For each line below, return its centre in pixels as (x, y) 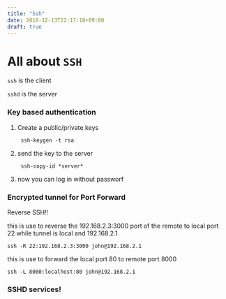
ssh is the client (29, 80)
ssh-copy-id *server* (52, 166)
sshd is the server (32, 94)
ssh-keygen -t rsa (47, 140)
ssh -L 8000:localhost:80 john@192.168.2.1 (71, 272)
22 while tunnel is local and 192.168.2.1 (62, 233)
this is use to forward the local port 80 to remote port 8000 (92, 258)
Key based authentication (52, 112)
